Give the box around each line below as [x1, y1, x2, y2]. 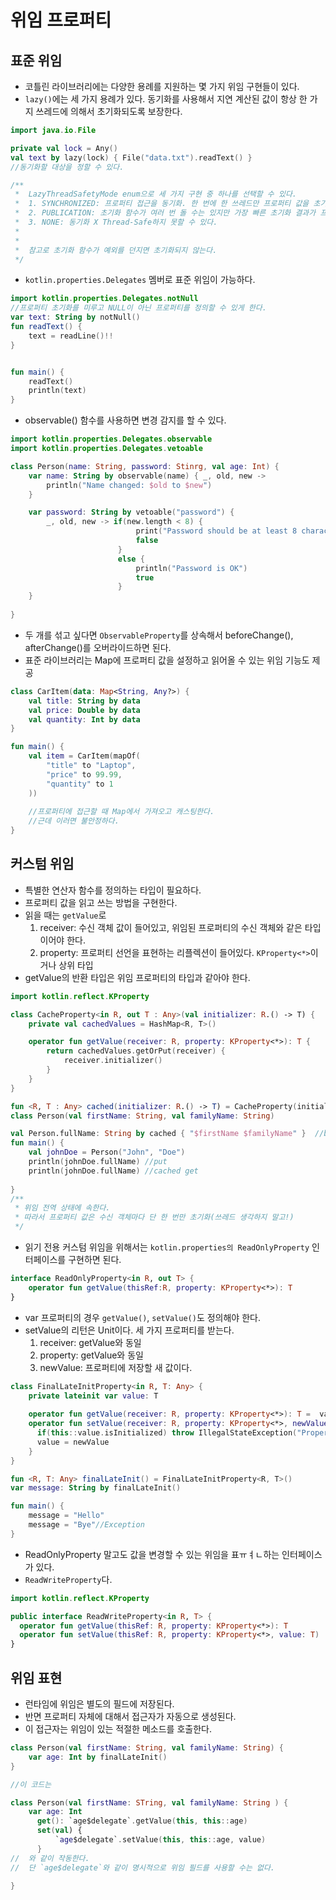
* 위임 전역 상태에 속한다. [14, 1203, 111, 1213]
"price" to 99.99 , [46, 769, 123, 780]
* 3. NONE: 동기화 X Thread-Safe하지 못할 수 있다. [14, 217, 218, 227]
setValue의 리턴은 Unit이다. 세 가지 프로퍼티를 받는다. [24, 1324, 235, 1336]
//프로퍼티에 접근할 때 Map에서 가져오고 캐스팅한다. [28, 807, 215, 817]
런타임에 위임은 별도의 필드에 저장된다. [24, 1698, 175, 1710]
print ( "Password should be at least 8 [135, 526, 298, 536]
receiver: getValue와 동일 [39, 1336, 142, 1348]
